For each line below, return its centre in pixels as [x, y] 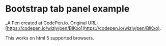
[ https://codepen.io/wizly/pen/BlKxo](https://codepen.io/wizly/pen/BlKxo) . [83, 28]
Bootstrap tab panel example [67, 9]
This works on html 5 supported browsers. [50, 38]
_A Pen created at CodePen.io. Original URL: [52, 23]
